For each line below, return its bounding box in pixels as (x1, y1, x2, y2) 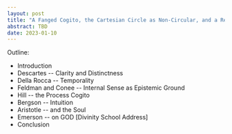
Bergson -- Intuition (17, 98, 74, 107)
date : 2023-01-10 (7, 29, 57, 37)
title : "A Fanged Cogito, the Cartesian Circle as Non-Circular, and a (7, 17, 217, 23)
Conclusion (17, 120, 50, 128)
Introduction (17, 61, 52, 70)
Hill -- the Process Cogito (17, 91, 90, 99)
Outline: (7, 48, 30, 57)
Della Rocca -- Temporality (17, 77, 95, 85)
